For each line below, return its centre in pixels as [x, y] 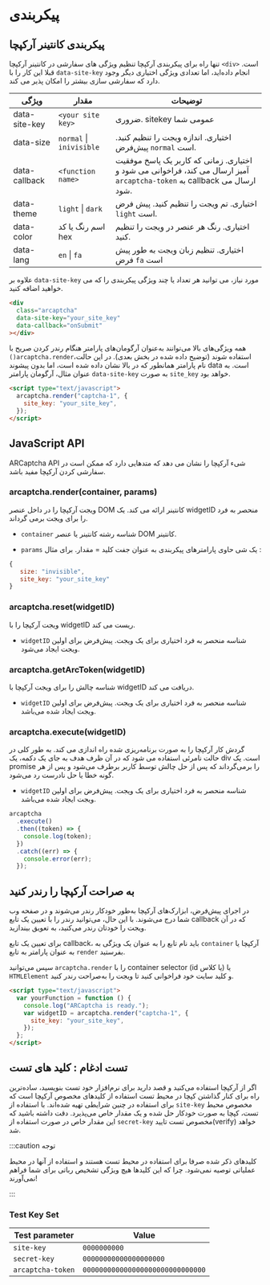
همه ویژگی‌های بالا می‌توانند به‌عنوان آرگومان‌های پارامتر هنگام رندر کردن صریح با [128, 348]
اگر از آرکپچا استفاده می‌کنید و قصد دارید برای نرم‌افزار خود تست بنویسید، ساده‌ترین [133, 1087]
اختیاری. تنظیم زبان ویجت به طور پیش [179, 250]
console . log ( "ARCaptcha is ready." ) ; [87, 1005]
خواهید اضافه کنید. [36, 288]
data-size [32, 142]
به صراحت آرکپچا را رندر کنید [72, 891]
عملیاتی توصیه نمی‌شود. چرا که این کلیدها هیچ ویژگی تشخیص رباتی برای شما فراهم [132, 1169]
